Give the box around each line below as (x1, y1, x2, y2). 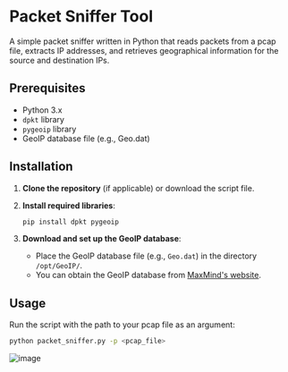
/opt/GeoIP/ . (35, 260, 83, 271)
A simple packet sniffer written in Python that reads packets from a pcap (9, 36, 276, 46)
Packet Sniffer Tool (9, 6, 154, 27)
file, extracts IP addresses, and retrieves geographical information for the (9, 45, 279, 55)
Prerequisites (9, 80, 86, 96)
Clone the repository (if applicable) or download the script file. (21, 182, 255, 193)
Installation (9, 159, 73, 174)
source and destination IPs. (9, 55, 110, 65)
